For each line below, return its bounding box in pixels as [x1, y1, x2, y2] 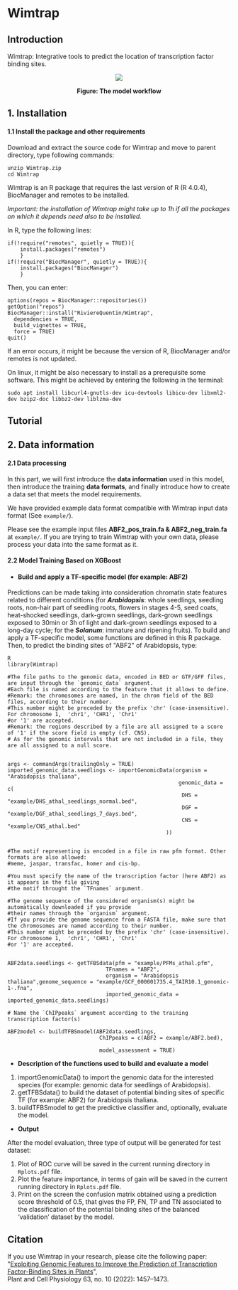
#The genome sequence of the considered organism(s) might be [7, 897, 195, 905]
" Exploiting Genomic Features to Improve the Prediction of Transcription [7, 1260, 217, 1269]
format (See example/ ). [7, 511, 74, 520]
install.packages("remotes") [20, 245, 106, 253]
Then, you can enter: [7, 283, 69, 292]
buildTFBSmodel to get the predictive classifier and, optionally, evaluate [17, 1104, 227, 1112]
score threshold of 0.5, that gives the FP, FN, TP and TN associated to [17, 1198, 222, 1206]
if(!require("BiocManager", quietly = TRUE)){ [7, 258, 147, 265]
